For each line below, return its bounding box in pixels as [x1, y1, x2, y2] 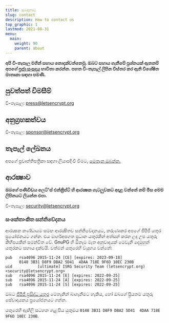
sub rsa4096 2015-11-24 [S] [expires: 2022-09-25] [5, 282, 120, 288]
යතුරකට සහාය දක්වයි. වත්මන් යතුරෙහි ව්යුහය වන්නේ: [5, 245, 113, 251]
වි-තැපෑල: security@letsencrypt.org [5, 202, 80, 208]
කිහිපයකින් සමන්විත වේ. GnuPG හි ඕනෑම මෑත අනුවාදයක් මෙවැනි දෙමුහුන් [5, 239, 150, 245]
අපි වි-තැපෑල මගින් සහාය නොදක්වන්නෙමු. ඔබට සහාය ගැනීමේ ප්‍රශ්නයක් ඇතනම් [5, 60, 159, 66]
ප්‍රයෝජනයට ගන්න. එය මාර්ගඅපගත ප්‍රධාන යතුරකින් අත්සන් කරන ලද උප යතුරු [5, 233, 158, 239]
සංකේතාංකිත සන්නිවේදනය [5, 216, 66, 223]
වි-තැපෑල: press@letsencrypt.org [5, 100, 74, 106]
